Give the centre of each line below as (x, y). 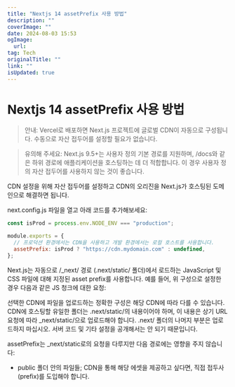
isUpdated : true (31, 72)
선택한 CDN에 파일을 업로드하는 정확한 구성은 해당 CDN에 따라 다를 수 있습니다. (116, 302)
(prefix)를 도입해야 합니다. (53, 376)
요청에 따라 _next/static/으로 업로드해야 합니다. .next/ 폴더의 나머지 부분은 (109, 320)
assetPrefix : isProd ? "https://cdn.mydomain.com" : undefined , (109, 249)
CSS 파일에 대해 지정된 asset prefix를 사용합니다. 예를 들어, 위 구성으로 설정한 (114, 279)
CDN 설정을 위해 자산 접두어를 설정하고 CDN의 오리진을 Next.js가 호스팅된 (109, 186)
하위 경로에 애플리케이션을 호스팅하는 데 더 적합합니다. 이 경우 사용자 (126, 163)
